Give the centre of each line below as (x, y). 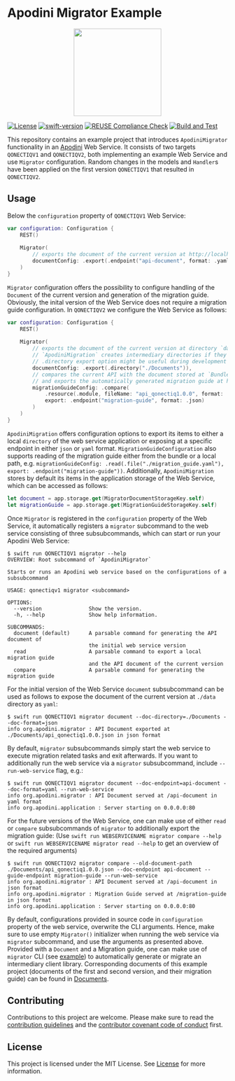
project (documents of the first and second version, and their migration (109, 971)
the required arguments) (42, 850)
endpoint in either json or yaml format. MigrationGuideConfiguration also (112, 448)
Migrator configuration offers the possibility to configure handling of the (111, 287)
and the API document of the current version (156, 664)
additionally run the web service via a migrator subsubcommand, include (113, 763)
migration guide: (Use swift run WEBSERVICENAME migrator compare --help (114, 835)
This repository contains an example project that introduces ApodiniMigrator (117, 139)
